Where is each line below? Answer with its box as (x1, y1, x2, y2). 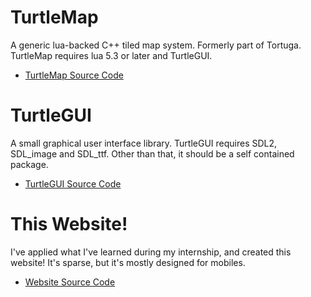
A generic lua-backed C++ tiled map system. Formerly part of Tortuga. (10, 39, 302, 51)
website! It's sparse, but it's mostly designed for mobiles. (10, 256, 246, 268)
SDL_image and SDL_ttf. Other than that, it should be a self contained (10, 147, 295, 160)
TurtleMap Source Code (24, 69, 124, 81)
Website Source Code (24, 276, 116, 288)
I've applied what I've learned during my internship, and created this (10, 246, 292, 258)
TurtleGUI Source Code (24, 177, 122, 190)
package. (10, 158, 49, 170)
